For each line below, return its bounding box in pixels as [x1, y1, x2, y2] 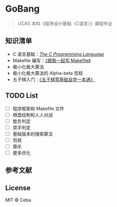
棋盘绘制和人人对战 [12, 112, 53, 118]
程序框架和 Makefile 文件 [12, 105, 64, 111]
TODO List [5, 92, 38, 100]
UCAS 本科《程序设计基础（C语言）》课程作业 [17, 20, 112, 26]
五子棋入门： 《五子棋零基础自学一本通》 [12, 76, 95, 82]
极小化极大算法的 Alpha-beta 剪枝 [12, 70, 84, 76]
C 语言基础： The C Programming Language [12, 51, 104, 57]
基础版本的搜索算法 [12, 131, 53, 137]
